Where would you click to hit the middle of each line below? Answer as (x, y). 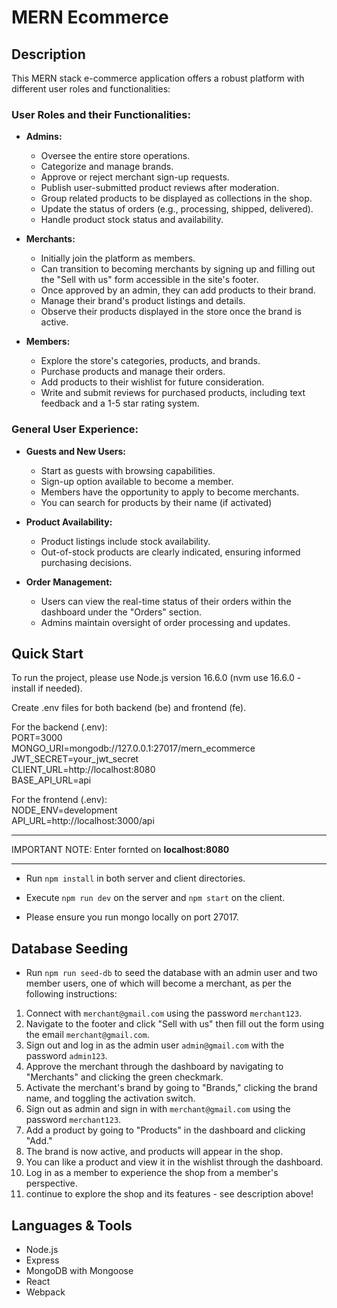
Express (42, 1260)
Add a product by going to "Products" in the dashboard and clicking (165, 1130)
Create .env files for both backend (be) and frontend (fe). (129, 708)
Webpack (45, 1292)
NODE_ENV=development (64, 810)
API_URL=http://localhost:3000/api (83, 821)
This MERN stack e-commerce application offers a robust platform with (158, 78)
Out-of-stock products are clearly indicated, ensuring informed (170, 552)
